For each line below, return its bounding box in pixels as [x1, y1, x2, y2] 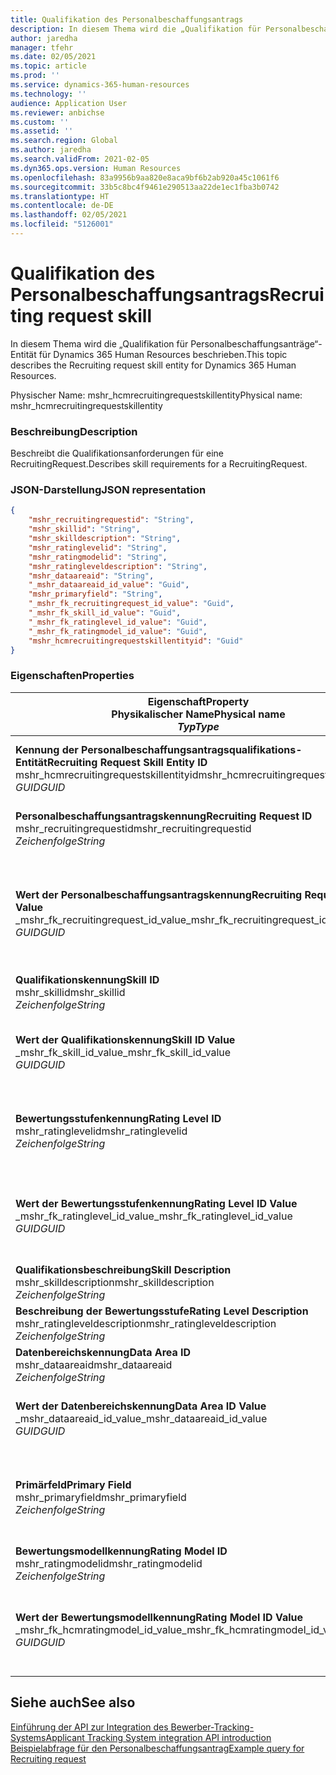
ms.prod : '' [10, 71, 60, 81]
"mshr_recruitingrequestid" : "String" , [28, 515, 195, 525]
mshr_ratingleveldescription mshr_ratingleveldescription [15, 1316, 277, 1330]
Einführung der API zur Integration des [10, 1721, 169, 1733]
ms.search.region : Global [10, 136, 118, 146]
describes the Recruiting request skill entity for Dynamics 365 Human [10, 359, 297, 371]
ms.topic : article [10, 61, 87, 71]
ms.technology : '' [10, 89, 87, 99]
